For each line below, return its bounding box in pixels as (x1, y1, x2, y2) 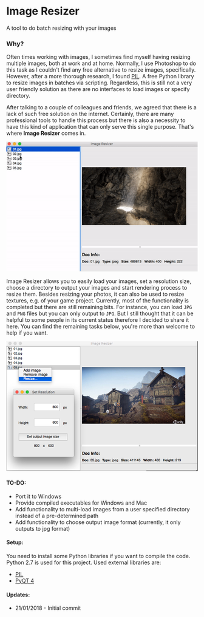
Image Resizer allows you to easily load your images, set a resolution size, (6, 278, 191, 285)
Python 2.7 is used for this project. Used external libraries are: (6, 559, 161, 566)
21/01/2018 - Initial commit (15, 604, 81, 612)
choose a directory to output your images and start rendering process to (6, 284, 188, 291)
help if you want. (6, 329, 49, 336)
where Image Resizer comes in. (6, 129, 86, 137)
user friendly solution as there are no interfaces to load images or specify (6, 86, 190, 93)
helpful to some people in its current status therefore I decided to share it (6, 316, 189, 324)
